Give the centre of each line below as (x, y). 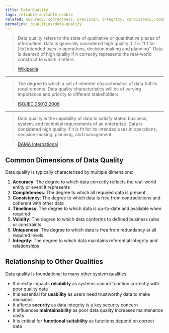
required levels (28, 235)
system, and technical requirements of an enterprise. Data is (80, 124)
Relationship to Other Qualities (54, 262)
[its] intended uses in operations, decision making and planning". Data (90, 49)
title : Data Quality (27, 10)
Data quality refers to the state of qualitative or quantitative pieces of (89, 38)
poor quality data (30, 289)
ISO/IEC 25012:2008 (38, 104)
